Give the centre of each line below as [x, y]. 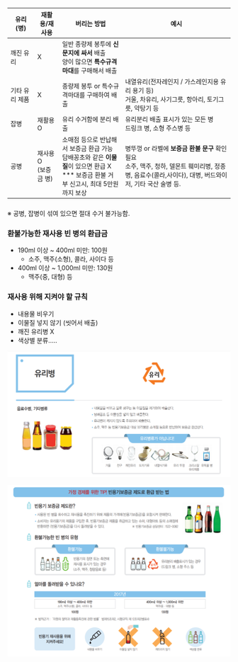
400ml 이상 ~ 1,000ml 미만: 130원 [65, 268]
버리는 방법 [91, 23]
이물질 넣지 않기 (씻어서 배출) [58, 322]
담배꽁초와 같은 [83, 157]
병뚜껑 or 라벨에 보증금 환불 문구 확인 [176, 148]
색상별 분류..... [38, 340]
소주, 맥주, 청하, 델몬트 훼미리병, [169, 166]
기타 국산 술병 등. [158, 183]
